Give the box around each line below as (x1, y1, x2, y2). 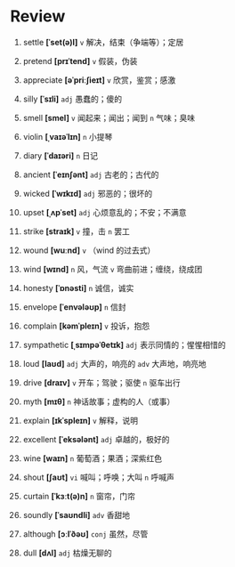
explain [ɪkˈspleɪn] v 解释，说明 (22, 415, 139, 425)
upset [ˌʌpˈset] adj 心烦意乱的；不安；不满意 (22, 207, 187, 217)
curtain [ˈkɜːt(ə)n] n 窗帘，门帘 (22, 490, 136, 501)
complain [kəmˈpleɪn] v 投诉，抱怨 (22, 320, 150, 331)
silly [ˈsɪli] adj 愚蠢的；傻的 (22, 93, 123, 104)
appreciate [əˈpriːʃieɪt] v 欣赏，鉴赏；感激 (22, 74, 176, 85)
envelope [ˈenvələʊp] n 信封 (22, 301, 127, 312)
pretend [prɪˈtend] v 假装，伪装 (22, 55, 138, 66)
